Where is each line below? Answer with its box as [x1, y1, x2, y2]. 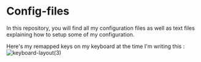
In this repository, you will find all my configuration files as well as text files [6, 24, 195, 32]
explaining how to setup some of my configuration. [6, 30, 135, 38]
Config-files [6, 4, 69, 18]
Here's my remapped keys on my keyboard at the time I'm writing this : [6, 43, 185, 50]
